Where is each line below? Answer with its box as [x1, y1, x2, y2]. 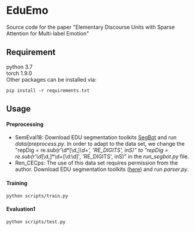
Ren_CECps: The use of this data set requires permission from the [14, 160, 178, 167]
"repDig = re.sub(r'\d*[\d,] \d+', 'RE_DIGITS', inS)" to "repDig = [14, 146, 169, 154]
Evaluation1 [6, 205, 36, 213]
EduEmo [6, 4, 49, 17]
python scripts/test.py [6, 218, 66, 225]
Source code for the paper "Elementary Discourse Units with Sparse [6, 23, 175, 31]
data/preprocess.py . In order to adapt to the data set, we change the [14, 140, 185, 148]
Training [6, 179, 28, 187]
